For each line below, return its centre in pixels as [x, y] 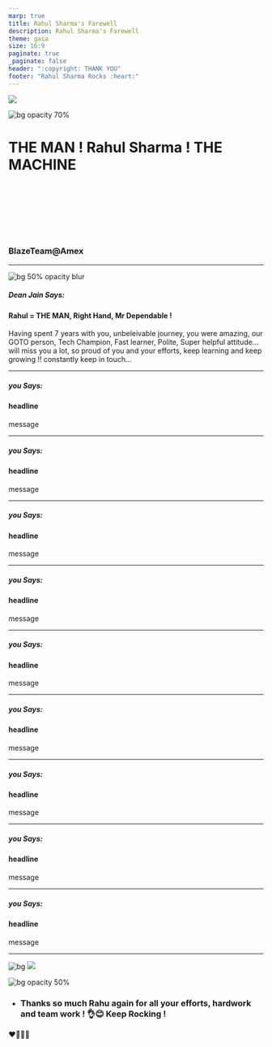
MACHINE [42, 164]
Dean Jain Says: [36, 295]
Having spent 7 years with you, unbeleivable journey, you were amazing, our [136, 334]
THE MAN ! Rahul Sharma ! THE [115, 147]
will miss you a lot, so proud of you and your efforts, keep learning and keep [135, 351]
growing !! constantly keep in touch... [70, 360]
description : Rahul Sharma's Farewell [74, 31]
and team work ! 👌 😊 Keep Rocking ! [93, 1014]
